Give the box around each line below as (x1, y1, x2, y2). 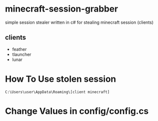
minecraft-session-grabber (5, 3, 118, 15)
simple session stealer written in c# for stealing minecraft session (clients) (5, 19, 154, 25)
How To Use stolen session (5, 74, 117, 84)
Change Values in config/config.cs (5, 106, 149, 117)
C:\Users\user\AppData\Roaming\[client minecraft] (5, 90, 110, 94)
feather (12, 46, 27, 52)
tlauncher (12, 51, 32, 57)
